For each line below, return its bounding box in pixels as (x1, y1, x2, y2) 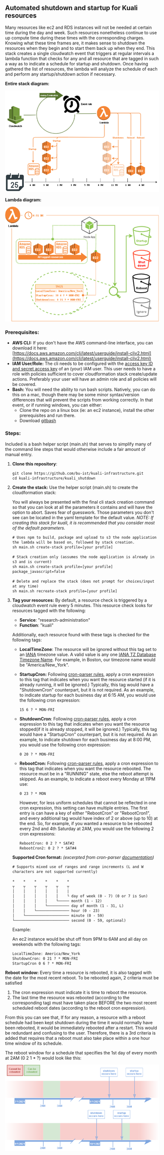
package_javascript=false (12, 569, 65, 574)
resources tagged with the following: (12, 608, 86, 613)
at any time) (12, 584, 39, 588)
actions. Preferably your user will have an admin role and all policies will (12, 376, 157, 382)
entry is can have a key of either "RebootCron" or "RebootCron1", (19, 810, 150, 816)
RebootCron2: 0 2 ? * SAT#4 (19, 846, 77, 851)
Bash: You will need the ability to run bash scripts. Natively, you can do (12, 386, 155, 392)
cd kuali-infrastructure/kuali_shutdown (12, 476, 96, 481)
